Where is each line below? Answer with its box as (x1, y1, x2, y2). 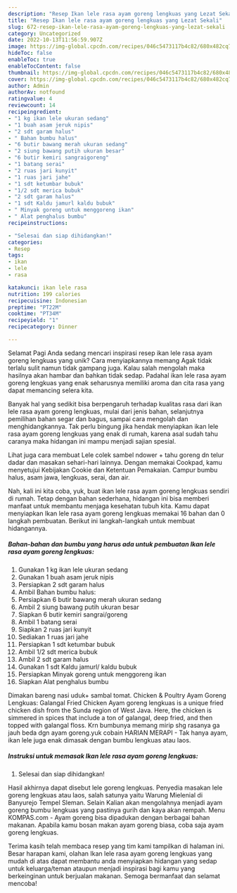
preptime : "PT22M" (8, 304, 62, 311)
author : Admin (8, 82, 50, 89)
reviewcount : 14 (8, 102, 56, 109)
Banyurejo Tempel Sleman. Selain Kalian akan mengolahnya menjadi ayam (8, 798, 223, 807)
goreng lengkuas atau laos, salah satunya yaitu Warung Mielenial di (8, 790, 203, 799)
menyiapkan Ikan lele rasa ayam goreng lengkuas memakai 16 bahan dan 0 (8, 509, 226, 518)
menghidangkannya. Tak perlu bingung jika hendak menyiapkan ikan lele (8, 422, 219, 430)
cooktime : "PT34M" (8, 310, 62, 317)
